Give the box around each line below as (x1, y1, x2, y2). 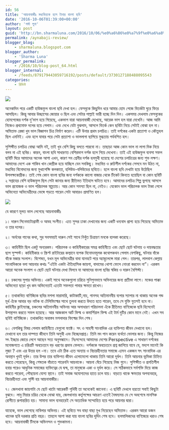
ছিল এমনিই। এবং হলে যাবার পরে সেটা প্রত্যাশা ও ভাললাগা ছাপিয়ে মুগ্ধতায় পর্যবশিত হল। (5, 134, 130, 140)
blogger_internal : (5, 68, 44, 73)
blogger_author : (5, 49, 39, 54)
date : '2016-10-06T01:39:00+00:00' (5, 17, 80, 22)
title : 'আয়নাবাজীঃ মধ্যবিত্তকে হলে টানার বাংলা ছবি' (5, 12, 83, 17)
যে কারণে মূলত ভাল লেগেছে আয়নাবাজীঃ (5, 208, 61, 214)
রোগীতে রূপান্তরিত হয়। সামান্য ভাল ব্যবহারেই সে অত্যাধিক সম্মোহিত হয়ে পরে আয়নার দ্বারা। (5, 397, 135, 403)
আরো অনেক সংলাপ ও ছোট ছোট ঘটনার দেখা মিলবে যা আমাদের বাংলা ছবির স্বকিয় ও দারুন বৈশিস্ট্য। (5, 267, 144, 273)
